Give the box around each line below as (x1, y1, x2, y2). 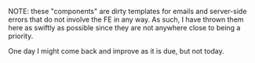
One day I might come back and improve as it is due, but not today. (8, 47, 225, 55)
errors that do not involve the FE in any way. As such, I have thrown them (8, 15, 245, 24)
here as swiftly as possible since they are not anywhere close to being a (8, 23, 241, 32)
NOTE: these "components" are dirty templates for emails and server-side (8, 7, 247, 16)
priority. (8, 31, 34, 40)
